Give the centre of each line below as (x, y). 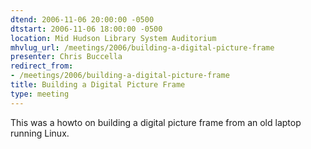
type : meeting (40, 94)
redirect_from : (42, 66)
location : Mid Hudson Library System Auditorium (113, 38)
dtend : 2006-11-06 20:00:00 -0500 (82, 19)
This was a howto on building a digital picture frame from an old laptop (156, 122)
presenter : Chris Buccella (66, 57)
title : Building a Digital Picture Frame (98, 85)
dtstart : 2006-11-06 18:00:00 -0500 (86, 29)
